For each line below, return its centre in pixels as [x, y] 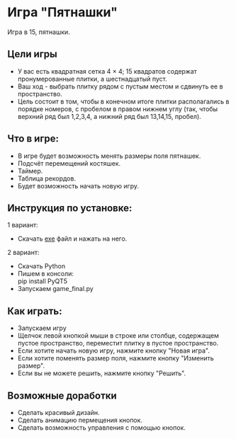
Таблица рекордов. [47, 178]
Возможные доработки [62, 395]
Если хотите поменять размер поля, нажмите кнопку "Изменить [116, 358]
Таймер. [30, 171]
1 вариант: [23, 225]
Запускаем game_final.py [55, 289]
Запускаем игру [42, 328]
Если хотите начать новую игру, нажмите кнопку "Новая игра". [114, 350]
